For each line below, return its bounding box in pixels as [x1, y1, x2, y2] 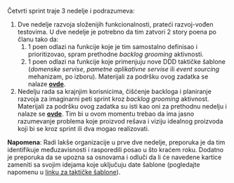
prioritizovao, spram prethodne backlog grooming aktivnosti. [27, 50, 204, 58]
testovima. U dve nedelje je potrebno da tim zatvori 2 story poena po [17, 28, 216, 36]
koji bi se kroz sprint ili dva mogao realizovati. [17, 125, 150, 133]
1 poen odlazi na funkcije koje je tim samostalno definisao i [27, 43, 198, 50]
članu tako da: [17, 35, 59, 43]
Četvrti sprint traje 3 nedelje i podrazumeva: [7, 7, 135, 15]
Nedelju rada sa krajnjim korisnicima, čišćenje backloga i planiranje [17, 88, 212, 95]
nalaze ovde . [27, 80, 66, 88]
